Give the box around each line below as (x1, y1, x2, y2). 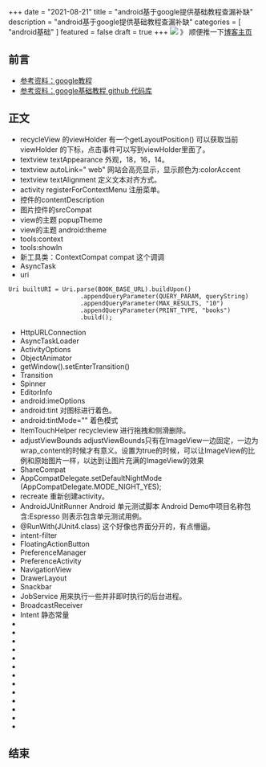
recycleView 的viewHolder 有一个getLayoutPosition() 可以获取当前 (19, 134, 239, 144)
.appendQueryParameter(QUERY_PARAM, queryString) (79, 292, 249, 300)
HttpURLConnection (19, 327, 87, 337)
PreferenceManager (19, 548, 87, 557)
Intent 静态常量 (19, 609, 70, 619)
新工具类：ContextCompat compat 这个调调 (19, 252, 165, 261)
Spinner (19, 379, 46, 388)
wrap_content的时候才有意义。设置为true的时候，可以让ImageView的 (19, 445, 248, 455)
